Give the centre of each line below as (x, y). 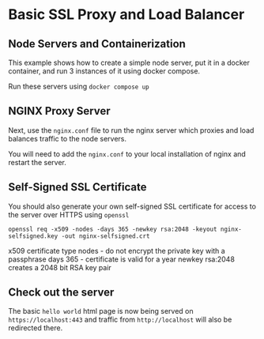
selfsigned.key (33, 236)
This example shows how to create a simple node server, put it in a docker (129, 62)
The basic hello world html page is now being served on (101, 311)
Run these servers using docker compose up (79, 86)
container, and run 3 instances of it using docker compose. (104, 71)
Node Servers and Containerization (97, 44)
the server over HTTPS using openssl (69, 214)
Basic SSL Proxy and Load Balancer (126, 15)
